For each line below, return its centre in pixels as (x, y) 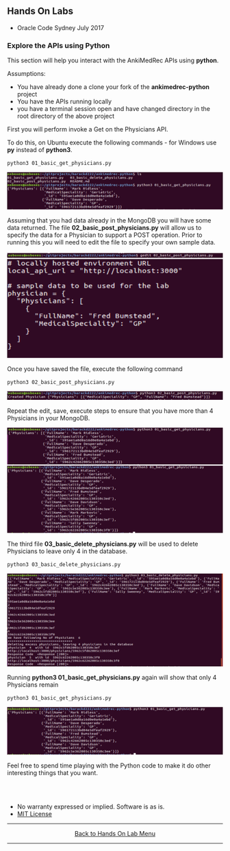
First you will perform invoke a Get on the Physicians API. (88, 129)
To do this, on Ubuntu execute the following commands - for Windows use (112, 142)
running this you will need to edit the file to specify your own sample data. (111, 242)
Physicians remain (33, 685)
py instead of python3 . (40, 150)
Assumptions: (26, 74)
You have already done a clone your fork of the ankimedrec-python (113, 87)
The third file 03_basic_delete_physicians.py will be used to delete (103, 544)
